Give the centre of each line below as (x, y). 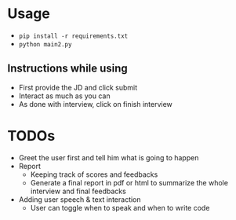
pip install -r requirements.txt (73, 36)
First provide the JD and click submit (78, 87)
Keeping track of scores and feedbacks (94, 174)
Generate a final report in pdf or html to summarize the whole (129, 182)
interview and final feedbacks (78, 191)
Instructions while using (68, 69)
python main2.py (45, 44)
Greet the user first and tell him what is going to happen (109, 157)
